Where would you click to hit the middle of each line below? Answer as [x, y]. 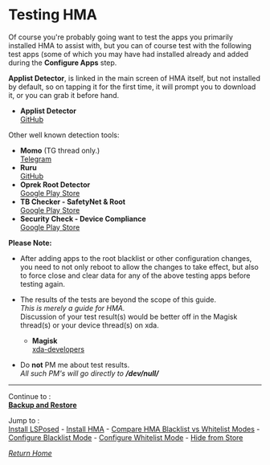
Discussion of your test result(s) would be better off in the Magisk [129, 316]
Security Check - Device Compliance [83, 218]
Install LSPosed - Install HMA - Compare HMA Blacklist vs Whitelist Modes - [134, 429]
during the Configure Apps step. [63, 63]
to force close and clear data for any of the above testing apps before [135, 275]
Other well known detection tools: [64, 135]
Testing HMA [53, 15]
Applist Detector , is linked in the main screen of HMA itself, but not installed [135, 78]
